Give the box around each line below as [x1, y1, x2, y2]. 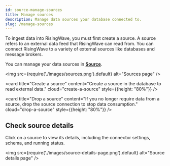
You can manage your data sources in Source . [5, 61, 103, 67]
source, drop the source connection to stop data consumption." [5, 101, 138, 107]
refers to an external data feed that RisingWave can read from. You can [5, 41, 154, 47]
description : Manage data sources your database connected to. [5, 17, 142, 22]
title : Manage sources [5, 12, 53, 17]
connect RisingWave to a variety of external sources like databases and [5, 46, 155, 52]
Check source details [5, 121, 74, 130]
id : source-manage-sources [5, 7, 62, 13]
